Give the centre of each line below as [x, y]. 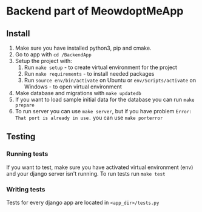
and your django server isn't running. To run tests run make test [86, 173]
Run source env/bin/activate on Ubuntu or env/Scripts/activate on [110, 80]
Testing [21, 137]
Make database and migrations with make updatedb [78, 93]
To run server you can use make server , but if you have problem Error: [103, 111]
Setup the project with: [44, 61]
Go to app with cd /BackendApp [53, 55]
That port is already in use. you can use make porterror [89, 118]
